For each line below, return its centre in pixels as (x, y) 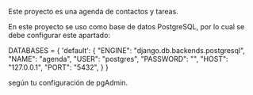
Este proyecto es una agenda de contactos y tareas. (93, 11)
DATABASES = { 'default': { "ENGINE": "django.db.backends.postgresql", (127, 50)
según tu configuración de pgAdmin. (68, 83)
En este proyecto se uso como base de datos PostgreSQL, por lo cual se (126, 27)
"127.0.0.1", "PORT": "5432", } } (59, 67)
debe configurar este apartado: (59, 35)
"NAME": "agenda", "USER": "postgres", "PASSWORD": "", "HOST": (118, 59)
